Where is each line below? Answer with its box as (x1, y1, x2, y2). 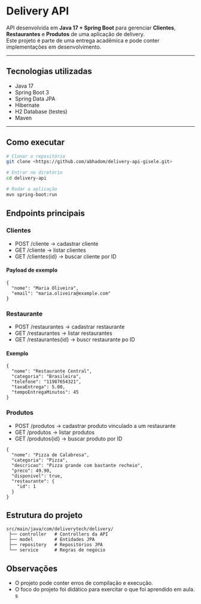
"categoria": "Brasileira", (11, 374, 82, 380)
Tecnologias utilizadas (6, 66, 92, 76)
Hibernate (14, 101, 40, 109)
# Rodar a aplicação (6, 186, 58, 192)
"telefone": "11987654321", (11, 379, 82, 385)
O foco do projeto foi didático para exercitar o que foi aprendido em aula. (14, 586, 195, 593)
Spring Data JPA (14, 95, 56, 102)
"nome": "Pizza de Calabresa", (11, 452, 90, 458)
